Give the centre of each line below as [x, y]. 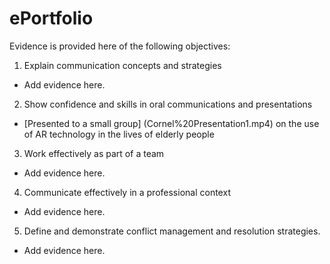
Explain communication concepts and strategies [122, 65]
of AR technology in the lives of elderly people [119, 134]
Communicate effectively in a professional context [127, 192]
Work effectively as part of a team [94, 153]
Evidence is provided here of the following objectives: [120, 46]
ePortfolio [51, 18]
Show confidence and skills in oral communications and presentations [168, 104]
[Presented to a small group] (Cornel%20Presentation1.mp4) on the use [171, 123]
